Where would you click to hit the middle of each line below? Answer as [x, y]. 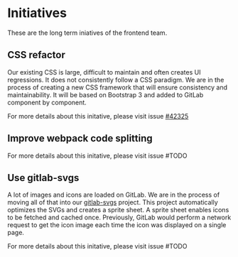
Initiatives [37, 13]
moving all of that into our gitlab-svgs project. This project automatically [113, 202]
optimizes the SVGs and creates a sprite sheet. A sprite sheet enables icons [118, 210]
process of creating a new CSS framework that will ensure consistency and [118, 87]
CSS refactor [36, 55]
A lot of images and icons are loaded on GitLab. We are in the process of [114, 195]
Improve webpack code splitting [80, 139]
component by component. [47, 102]
